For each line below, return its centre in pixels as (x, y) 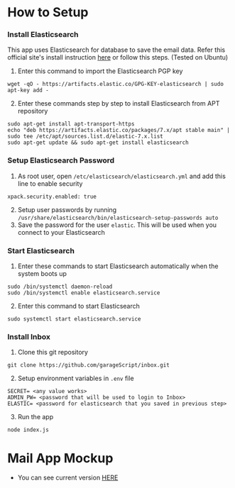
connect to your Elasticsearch (61, 232)
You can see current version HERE (68, 478)
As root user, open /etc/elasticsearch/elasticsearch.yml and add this (121, 176)
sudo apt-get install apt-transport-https (71, 124)
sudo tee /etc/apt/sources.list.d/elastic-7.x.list (85, 137)
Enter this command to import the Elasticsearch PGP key (100, 71)
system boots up (42, 274)
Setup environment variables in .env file (76, 378)
